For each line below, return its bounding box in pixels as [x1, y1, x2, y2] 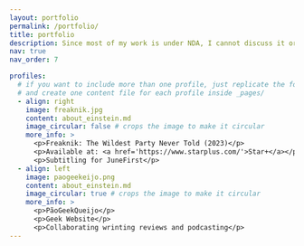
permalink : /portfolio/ [9, 22, 100, 31]
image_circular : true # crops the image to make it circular [25, 189, 261, 199]
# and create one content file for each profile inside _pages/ [17, 88, 265, 98]
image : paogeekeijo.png [25, 173, 116, 182]
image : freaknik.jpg [25, 105, 103, 114]
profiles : [9, 71, 47, 81]
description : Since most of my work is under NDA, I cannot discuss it [9, 38, 285, 48]
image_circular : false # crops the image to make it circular [25, 122, 265, 131]
